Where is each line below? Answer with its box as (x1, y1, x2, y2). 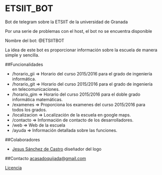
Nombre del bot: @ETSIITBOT (5, 37, 64, 44)
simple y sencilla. (5, 52, 40, 58)
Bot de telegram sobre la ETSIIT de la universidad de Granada (5, 19, 128, 25)
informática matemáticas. (12, 96, 63, 102)
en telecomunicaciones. (12, 86, 60, 92)
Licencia (5, 165, 22, 171)
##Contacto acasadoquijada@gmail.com (5, 155, 86, 161)
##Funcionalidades (5, 61, 44, 67)
